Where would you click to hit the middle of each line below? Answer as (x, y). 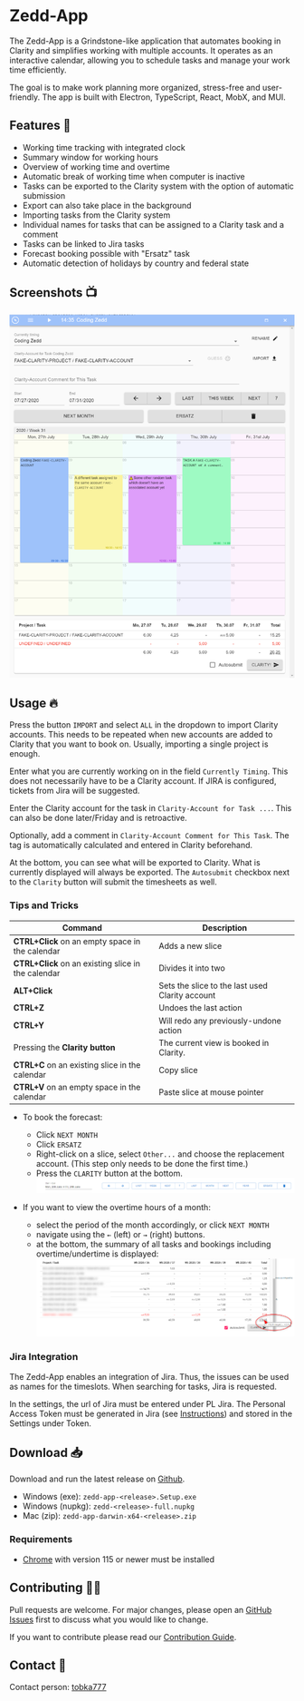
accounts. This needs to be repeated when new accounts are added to (141, 735)
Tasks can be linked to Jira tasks (83, 244)
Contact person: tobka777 (58, 1687)
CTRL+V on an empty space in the (77, 1087)
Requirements (41, 1540)
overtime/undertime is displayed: (97, 1254)
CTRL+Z (29, 1008)
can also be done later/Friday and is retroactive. (98, 818)
